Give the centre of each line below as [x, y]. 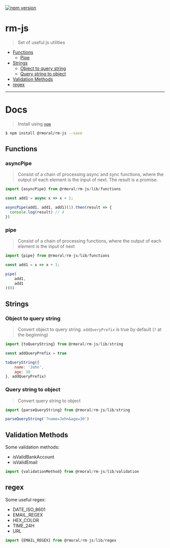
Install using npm [34, 124]
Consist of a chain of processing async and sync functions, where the [91, 175]
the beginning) [33, 335]
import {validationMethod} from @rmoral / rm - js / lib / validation [72, 472]
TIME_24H [23, 526]
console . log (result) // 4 [37, 212]
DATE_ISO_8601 [29, 509]
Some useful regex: [26, 499]
